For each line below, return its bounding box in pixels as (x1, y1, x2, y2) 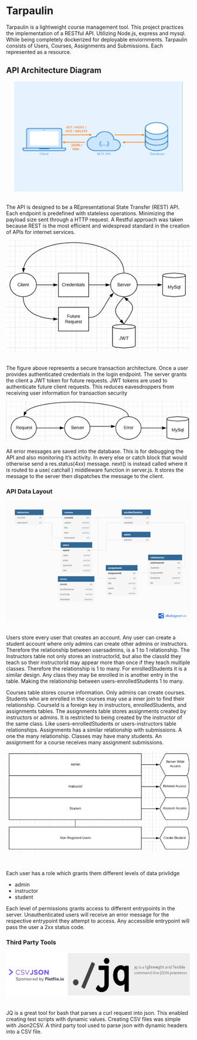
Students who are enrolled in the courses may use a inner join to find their (6, 695, 185, 702)
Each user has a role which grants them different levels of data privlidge (6, 870, 180, 877)
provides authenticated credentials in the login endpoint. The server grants (6, 371, 187, 378)
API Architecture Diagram (6, 66, 101, 76)
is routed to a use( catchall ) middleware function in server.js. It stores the (6, 466, 184, 473)
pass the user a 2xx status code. (6, 924, 85, 931)
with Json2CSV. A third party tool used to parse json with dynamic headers (6, 1022, 188, 1029)
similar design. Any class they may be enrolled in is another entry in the (6, 672, 179, 679)
